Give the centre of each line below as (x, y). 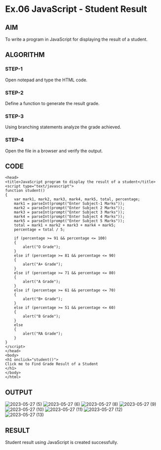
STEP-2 (14, 93)
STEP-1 (14, 69)
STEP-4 (15, 140)
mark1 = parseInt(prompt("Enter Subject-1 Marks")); (69, 204)
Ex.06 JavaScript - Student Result (76, 9)
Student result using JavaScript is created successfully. (62, 443)
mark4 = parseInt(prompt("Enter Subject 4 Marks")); (69, 217)
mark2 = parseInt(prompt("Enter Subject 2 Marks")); (69, 208)
